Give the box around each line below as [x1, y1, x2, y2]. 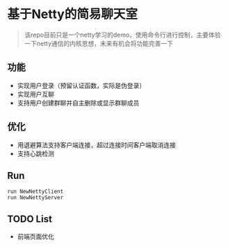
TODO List [7, 213, 52, 225]
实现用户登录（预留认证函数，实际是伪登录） [17, 81, 146, 90]
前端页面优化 [17, 232, 54, 241]
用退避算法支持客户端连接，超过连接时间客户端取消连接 [17, 140, 176, 149]
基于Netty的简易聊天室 [7, 6, 138, 22]
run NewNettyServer [7, 194, 64, 201]
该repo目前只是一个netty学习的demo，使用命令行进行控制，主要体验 [24, 31, 221, 39]
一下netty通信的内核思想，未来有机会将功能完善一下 [24, 39, 174, 47]
